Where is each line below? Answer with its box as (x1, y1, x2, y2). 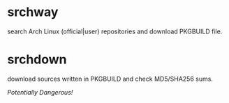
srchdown (7, 51, 67, 68)
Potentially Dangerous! (7, 88, 73, 96)
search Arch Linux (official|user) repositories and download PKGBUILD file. (7, 27, 223, 35)
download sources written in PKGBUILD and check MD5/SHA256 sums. (7, 74, 213, 83)
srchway (7, 4, 59, 20)
